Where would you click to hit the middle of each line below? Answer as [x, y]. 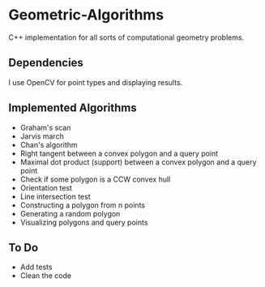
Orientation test [46, 187]
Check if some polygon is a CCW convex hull [95, 179]
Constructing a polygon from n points [83, 205]
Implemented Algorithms [73, 108]
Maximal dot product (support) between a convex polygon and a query [138, 162]
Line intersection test [55, 196]
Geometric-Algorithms [86, 15]
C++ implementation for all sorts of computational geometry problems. [126, 37]
